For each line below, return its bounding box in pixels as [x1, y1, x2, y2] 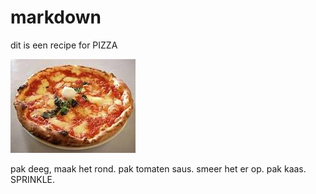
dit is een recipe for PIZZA [10, 39, 118, 51]
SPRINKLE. [10, 173, 56, 185]
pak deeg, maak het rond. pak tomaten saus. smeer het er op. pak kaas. [10, 162, 307, 175]
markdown [10, 6, 102, 29]
